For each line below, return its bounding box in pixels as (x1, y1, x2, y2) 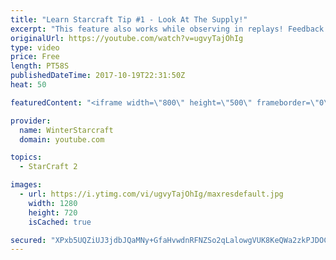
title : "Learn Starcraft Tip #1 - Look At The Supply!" (10, 14, 248, 25)
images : (10, 180, 43, 190)
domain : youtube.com (19, 134, 105, 145)
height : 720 (28, 207, 78, 218)
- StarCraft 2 (19, 162, 78, 172)
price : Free (10, 52, 60, 62)
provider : (10, 116, 52, 126)
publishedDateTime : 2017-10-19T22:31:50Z (10, 71, 186, 81)
